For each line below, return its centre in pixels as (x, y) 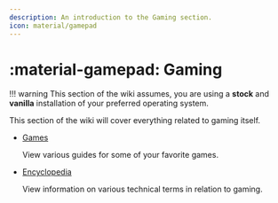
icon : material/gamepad (53, 26)
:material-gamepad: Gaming (116, 70)
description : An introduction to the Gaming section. (111, 17)
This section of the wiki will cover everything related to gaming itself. (135, 121)
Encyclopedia (47, 172)
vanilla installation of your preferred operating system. (109, 104)
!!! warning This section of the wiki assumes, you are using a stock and (139, 94)
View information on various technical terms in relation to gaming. (143, 189)
